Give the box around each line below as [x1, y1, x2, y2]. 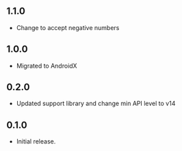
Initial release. [16, 137, 56, 146]
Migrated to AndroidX [16, 61, 77, 70]
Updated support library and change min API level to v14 [16, 99, 176, 108]
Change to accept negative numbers [16, 23, 120, 31]
